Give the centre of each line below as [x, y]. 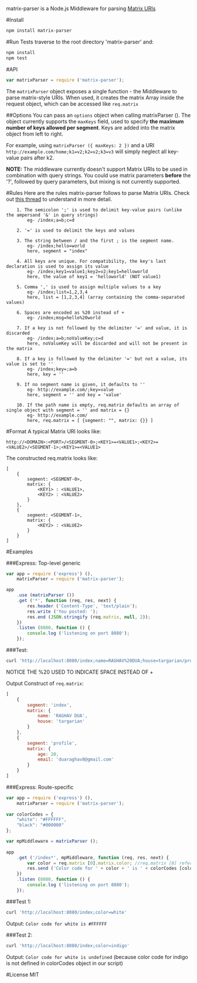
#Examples [20, 552]
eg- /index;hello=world [56, 246]
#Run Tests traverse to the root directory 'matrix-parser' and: [80, 42]
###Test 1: [19, 901]
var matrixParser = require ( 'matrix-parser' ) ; [65, 80]
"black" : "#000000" [40, 825]
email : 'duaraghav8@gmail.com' [76, 759]
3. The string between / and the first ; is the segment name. [96, 241]
